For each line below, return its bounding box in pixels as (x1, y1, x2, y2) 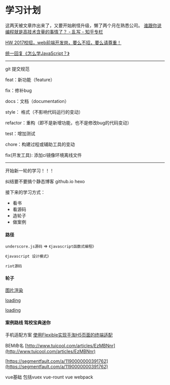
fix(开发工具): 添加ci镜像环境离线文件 (5, 152, 82, 158)
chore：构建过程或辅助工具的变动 (5, 141, 75, 147)
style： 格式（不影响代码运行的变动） (5, 109, 83, 115)
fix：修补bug (5, 87, 32, 93)
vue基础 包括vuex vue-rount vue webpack (5, 374, 94, 380)
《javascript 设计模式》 (5, 254, 51, 259)
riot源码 (5, 264, 22, 269)
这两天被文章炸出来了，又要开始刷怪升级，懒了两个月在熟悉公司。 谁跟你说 (5, 22, 162, 28)
